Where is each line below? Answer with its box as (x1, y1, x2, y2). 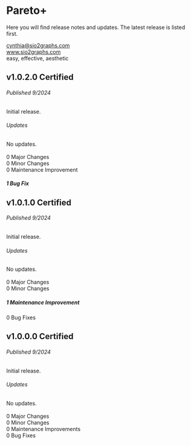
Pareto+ (6, 4, 47, 18)
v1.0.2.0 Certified (6, 72, 74, 82)
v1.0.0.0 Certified (6, 331, 74, 342)
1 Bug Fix (6, 180, 29, 187)
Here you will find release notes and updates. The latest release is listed (6, 24, 186, 31)
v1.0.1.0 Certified (6, 197, 71, 207)
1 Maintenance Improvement (6, 299, 80, 306)
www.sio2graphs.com (6, 48, 61, 55)
